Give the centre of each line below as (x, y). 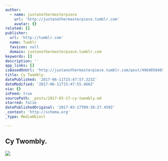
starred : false (21, 103)
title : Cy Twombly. (25, 75)
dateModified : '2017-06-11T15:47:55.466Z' (50, 84)
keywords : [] (19, 56)
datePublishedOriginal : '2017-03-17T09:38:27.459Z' (60, 107)
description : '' (22, 61)
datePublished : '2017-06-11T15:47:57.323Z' (51, 79)
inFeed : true (19, 93)
